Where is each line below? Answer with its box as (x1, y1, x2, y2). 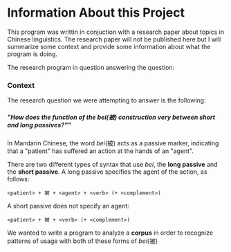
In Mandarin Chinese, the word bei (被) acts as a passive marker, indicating (7, 139, 219, 147)
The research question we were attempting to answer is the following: (7, 96, 206, 105)
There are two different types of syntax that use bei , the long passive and (7, 161, 218, 169)
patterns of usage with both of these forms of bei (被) (7, 237, 158, 245)
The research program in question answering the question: (7, 63, 175, 71)
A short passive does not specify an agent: (7, 202, 129, 210)
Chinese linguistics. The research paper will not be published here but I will (7, 35, 221, 43)
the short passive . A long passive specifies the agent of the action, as (7, 168, 207, 176)
